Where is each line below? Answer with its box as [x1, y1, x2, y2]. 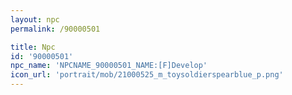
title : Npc [10, 42, 56, 52]
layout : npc [10, 14, 60, 25]
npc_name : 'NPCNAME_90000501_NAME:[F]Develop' [10, 61, 208, 71]
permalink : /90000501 [10, 24, 101, 34]
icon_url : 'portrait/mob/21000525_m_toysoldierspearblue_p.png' [10, 70, 284, 80]
